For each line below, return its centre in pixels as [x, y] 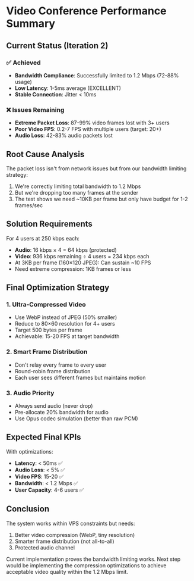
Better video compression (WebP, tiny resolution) [75, 535]
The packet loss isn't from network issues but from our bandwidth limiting [96, 168]
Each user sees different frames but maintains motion [80, 377]
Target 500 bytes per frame [48, 330]
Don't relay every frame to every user [61, 365]
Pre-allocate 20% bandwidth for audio [61, 413]
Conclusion [28, 509]
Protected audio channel [45, 547]
